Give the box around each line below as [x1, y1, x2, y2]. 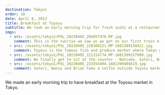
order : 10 [5, 12, 26, 17]
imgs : [5, 30, 16, 35]
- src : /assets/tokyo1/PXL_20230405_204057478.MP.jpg [9, 35, 122, 39]
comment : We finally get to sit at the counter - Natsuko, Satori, [14, 57, 155, 62]
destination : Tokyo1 [5, 7, 48, 12]
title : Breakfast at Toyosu [5, 20, 63, 26]
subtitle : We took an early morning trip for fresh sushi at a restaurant [5, 25, 162, 30]
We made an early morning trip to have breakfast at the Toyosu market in [5, 79, 153, 85]
